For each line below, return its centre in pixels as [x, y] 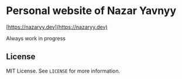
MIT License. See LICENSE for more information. [63, 71]
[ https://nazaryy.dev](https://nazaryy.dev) [57, 27]
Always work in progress [36, 38]
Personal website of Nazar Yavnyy [91, 11]
